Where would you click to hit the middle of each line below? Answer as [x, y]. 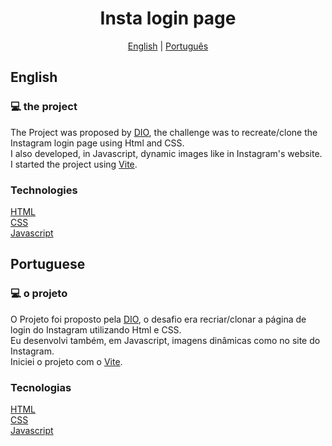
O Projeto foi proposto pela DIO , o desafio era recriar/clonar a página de [158, 319]
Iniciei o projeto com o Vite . [66, 361]
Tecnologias [41, 387]
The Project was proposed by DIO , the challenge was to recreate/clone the [164, 132]
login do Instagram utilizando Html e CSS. [96, 329]
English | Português [168, 46]
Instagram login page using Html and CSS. [97, 143]
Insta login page [168, 18]
